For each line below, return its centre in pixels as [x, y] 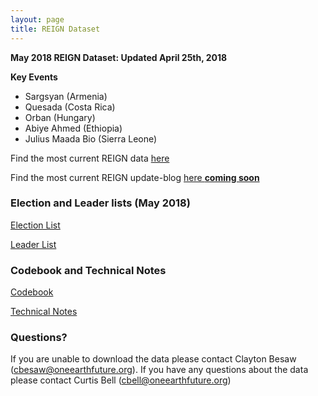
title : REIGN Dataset [55, 29]
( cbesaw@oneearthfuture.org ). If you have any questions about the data [159, 370]
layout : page [37, 19]
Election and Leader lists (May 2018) [100, 203]
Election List [35, 225]
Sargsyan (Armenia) [66, 96]
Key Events [34, 77]
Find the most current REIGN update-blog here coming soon [135, 177]
